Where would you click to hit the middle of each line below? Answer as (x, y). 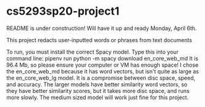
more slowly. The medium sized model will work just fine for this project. (97, 97)
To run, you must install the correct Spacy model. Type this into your (92, 52)
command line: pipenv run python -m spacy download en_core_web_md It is (102, 58)
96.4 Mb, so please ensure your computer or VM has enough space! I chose (102, 65)
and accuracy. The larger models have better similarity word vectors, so (97, 84)
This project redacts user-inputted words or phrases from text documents (99, 40)
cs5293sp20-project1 (63, 11)
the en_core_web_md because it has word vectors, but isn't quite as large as (102, 71)
